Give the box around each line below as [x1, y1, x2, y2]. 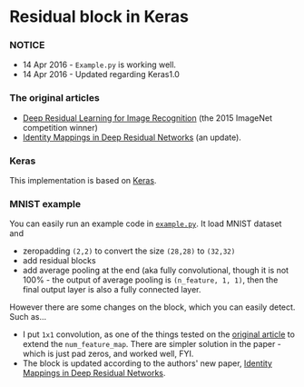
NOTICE [9, 39, 45, 52]
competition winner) [22, 122, 98, 133]
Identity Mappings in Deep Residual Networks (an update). [22, 132, 242, 143]
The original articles [9, 92, 100, 104]
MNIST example [9, 198, 82, 210]
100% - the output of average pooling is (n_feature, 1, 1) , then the [22, 274, 279, 285]
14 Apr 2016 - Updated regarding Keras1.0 [22, 69, 180, 80]
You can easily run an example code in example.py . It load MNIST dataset [9, 218, 282, 229]
